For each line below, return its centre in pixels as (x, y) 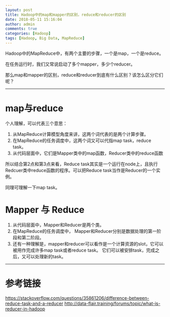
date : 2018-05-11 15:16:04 (34, 19)
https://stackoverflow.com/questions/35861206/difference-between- (77, 298)
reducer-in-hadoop (25, 309)
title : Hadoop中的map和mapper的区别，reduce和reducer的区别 (66, 15)
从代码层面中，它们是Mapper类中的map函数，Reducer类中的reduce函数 (88, 153)
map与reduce (34, 108)
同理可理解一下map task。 (33, 187)
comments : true (21, 29)
